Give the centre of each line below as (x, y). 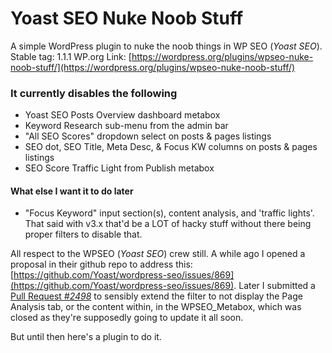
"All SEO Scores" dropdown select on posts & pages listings (148, 136)
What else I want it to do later (72, 191)
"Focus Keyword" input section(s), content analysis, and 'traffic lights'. (169, 213)
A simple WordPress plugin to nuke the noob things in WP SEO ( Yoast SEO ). (166, 46)
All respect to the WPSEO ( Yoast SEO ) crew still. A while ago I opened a (158, 254)
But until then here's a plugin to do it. (86, 337)
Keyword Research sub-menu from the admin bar (126, 126)
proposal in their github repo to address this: (101, 264)
